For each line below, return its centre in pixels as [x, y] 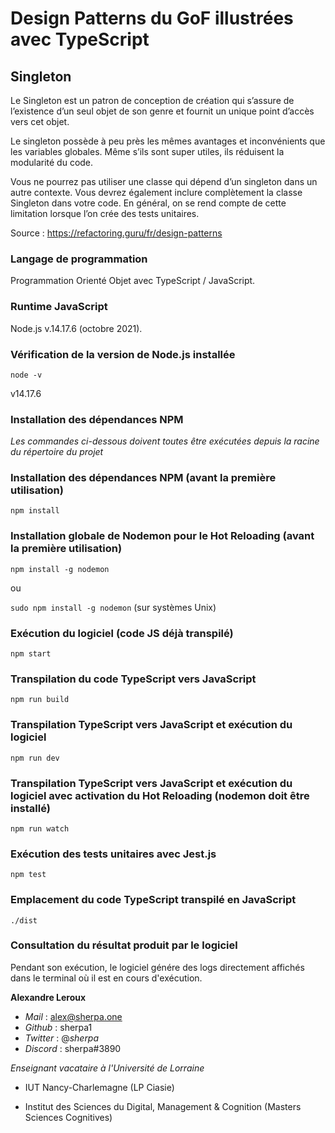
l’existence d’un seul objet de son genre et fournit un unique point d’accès [162, 111]
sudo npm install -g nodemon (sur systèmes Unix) [113, 607]
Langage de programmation [79, 259]
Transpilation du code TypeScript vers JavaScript [133, 679]
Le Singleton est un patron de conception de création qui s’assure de [152, 100]
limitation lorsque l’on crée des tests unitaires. [105, 213]
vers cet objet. [40, 121]
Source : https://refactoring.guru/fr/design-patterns [116, 233]
